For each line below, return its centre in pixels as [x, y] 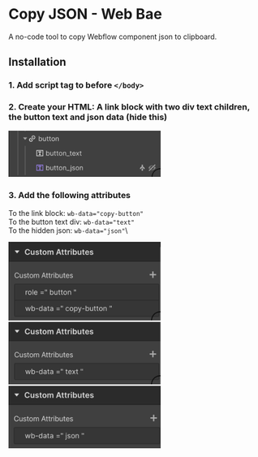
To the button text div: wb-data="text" [72, 222]
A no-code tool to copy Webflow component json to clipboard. [113, 37]
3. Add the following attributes [70, 196]
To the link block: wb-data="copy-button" [76, 213]
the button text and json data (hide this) [88, 117]
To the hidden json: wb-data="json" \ [68, 230]
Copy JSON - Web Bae [85, 14]
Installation [37, 62]
